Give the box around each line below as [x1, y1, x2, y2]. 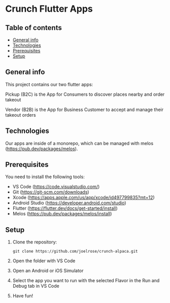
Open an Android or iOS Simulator [12, 268, 84, 274]
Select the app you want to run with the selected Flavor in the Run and [12, 278, 160, 284]
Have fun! [12, 293, 33, 299]
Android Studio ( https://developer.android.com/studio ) [12, 200, 126, 206]
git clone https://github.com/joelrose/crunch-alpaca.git [12, 249, 138, 254]
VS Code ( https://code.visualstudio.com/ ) [12, 184, 100, 190]
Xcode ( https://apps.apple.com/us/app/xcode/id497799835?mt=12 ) [12, 195, 155, 201]
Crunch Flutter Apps [5, 3, 93, 15]
